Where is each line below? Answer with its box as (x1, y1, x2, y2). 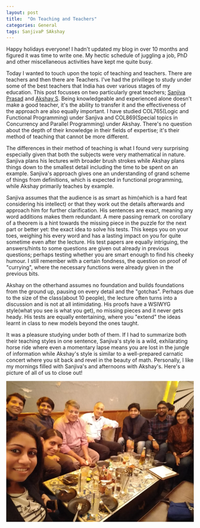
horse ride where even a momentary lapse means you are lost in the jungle (6, 344, 189, 351)
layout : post (6, 10, 39, 15)
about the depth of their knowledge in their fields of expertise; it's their (6, 127, 180, 134)
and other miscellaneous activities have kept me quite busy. (6, 58, 153, 66)
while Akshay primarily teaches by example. (6, 182, 114, 190)
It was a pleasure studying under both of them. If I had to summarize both (6, 331, 187, 338)
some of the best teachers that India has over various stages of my (6, 82, 171, 89)
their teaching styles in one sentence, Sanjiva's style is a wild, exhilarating (6, 337, 188, 345)
